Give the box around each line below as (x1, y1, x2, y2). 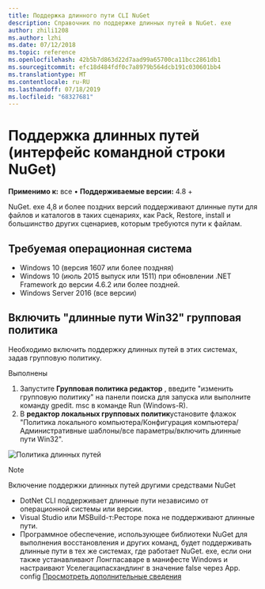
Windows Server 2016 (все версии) (19, 289, 137, 297)
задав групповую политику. (8, 353, 102, 362)
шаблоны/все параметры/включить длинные (88, 426, 241, 435)
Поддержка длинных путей (8, 127, 200, 145)
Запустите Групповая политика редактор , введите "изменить (19, 384, 233, 393)
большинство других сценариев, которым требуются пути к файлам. (8, 219, 243, 228)
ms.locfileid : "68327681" (8, 93, 93, 101)
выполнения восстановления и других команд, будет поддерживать (19, 537, 252, 547)
